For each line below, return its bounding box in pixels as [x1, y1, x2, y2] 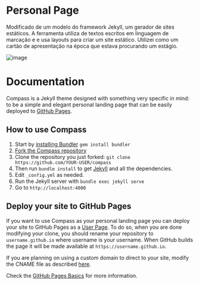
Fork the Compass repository [14, 147, 87, 154]
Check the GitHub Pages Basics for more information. [6, 272, 138, 279]
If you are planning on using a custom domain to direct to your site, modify [6, 254, 189, 261]
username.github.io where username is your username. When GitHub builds [6, 236, 194, 243]
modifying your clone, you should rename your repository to [6, 229, 154, 237]
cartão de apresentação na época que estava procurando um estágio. [6, 42, 178, 50]
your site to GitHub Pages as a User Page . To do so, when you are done [6, 223, 182, 231]
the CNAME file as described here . [6, 261, 91, 268]
